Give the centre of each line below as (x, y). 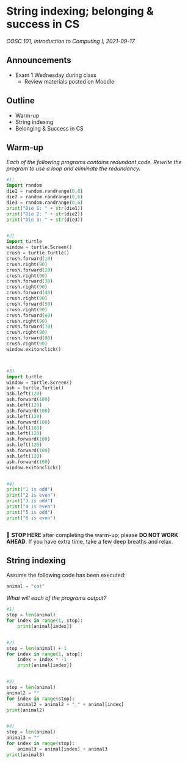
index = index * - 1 (42, 660)
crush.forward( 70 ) (30, 327)
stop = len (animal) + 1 (37, 648)
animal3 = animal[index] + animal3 (63, 749)
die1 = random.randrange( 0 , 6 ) (45, 191)
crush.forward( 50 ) (30, 304)
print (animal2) (26, 710)
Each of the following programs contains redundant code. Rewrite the (94, 162)
